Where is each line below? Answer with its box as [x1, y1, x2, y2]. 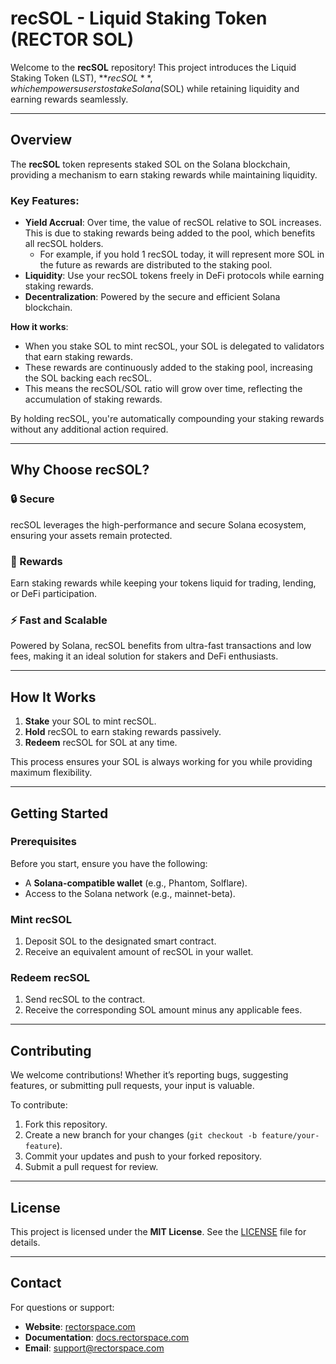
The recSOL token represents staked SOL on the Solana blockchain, [10, 158, 291, 170]
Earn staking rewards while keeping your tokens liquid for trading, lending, [10, 577, 317, 589]
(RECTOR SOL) [10, 28, 135, 51]
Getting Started [10, 805, 109, 822]
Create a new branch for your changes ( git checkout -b [24, 1129, 258, 1141]
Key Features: [10, 193, 80, 207]
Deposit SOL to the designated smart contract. [24, 935, 217, 947]
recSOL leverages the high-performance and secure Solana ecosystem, [10, 518, 307, 531]
